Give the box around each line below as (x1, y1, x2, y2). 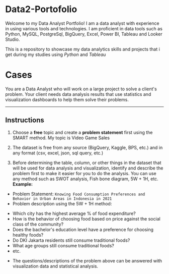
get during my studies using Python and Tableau (5, 51, 106, 58)
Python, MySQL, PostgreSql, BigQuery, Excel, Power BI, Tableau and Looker (5, 31, 162, 37)
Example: (12, 181, 33, 187)
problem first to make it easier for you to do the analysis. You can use (12, 170, 157, 176)
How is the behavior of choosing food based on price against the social (12, 215, 161, 222)
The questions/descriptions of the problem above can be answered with (12, 257, 162, 263)
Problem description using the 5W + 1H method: (12, 200, 112, 206)
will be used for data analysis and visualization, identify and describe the (12, 165, 163, 171)
